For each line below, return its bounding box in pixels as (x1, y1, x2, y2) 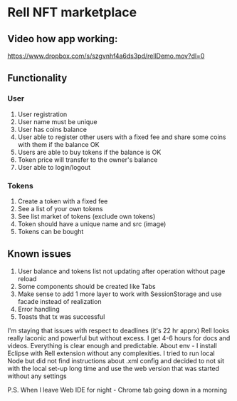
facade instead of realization (17, 297, 102, 305)
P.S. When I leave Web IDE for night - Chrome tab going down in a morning (7, 385, 228, 394)
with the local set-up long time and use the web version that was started (7, 364, 219, 372)
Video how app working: (7, 33, 118, 45)
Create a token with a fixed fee (17, 197, 108, 205)
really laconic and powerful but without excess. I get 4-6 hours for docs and (7, 333, 231, 342)
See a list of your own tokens (17, 204, 103, 213)
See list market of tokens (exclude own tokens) (17, 212, 156, 220)
